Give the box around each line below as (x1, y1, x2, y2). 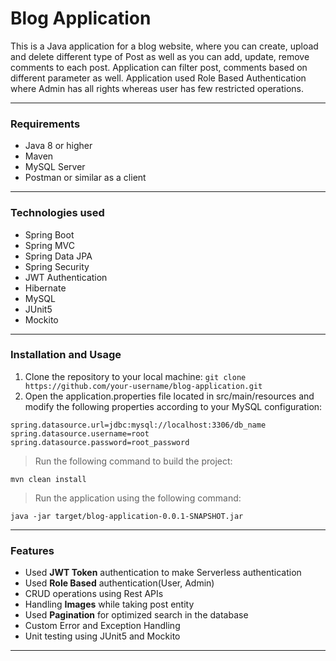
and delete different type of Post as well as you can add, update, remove (10, 50, 310, 62)
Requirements (10, 117, 81, 131)
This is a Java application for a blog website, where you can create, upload (10, 40, 319, 52)
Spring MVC (24, 239, 76, 251)
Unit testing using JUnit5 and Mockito (24, 630, 181, 642)
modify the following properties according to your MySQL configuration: (24, 400, 323, 412)
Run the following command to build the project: (34, 455, 233, 467)
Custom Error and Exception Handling (24, 620, 181, 632)
